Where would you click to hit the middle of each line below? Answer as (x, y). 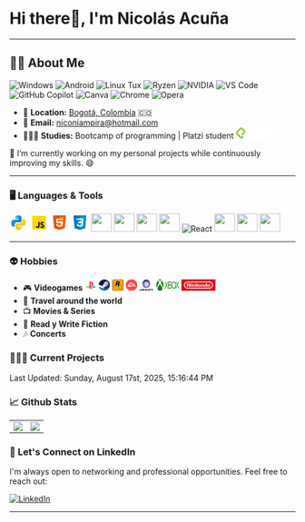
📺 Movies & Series (59, 311)
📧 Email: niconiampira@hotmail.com (90, 123)
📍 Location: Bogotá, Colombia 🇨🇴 (87, 112)
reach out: (29, 481)
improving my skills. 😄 (52, 163)
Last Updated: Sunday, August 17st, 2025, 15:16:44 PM (111, 378)
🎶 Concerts (44, 334)
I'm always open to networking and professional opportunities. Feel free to (148, 472)
